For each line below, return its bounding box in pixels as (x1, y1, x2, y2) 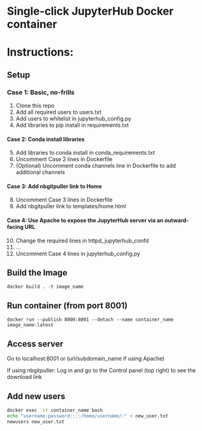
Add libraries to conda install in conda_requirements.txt (15, 149, 155, 157)
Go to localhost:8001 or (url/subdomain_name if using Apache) (7, 355, 165, 362)
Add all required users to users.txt (15, 108, 102, 116)
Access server (7, 339, 63, 349)
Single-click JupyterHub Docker (7, 4, 174, 18)
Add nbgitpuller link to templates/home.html (15, 203, 126, 210)
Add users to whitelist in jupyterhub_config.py (15, 115, 132, 122)
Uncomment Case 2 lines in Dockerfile (15, 156, 113, 163)
